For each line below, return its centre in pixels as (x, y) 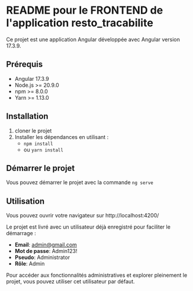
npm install (38, 144)
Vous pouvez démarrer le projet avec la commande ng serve (80, 182)
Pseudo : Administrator (42, 257)
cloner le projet (33, 131)
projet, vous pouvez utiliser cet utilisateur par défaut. (70, 281)
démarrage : (21, 233)
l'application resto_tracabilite (80, 23)
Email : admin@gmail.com (46, 245)
